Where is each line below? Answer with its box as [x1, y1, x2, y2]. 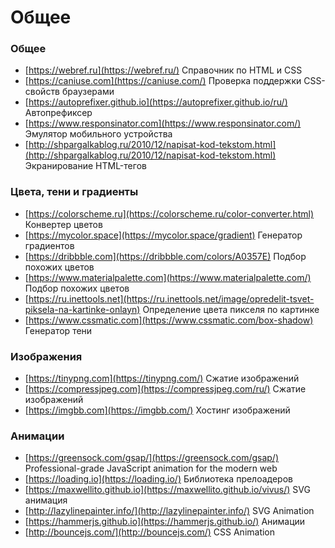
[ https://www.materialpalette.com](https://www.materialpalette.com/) [24, 271, 312, 283]
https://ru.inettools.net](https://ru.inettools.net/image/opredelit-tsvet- [28, 292, 315, 305]
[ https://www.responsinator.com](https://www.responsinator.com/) [24, 117, 302, 130]
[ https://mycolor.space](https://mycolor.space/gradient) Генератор [24, 229, 303, 241]
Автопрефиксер [24, 107, 93, 119]
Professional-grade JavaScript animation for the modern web [24, 462, 278, 475]
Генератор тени [24, 324, 93, 336]
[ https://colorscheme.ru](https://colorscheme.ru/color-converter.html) [24, 207, 314, 220]
